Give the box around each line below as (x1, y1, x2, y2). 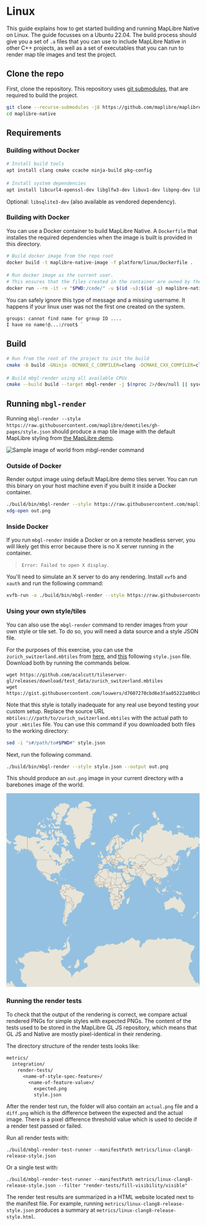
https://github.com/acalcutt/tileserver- (20, 671, 128, 678)
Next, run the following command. (6, 751, 92, 758)
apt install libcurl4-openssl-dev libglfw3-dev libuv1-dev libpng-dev (6, 186, 191, 193)
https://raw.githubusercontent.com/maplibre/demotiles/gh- (6, 422, 161, 429)
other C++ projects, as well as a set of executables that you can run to (6, 44, 184, 52)
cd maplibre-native (6, 111, 56, 117)
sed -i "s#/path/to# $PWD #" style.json (6, 740, 105, 746)
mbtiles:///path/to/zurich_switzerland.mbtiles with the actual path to (6, 714, 188, 721)
